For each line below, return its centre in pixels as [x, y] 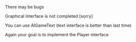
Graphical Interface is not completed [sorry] [49, 16]
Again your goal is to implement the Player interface [57, 35]
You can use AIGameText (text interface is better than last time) [68, 25]
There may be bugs [25, 7]
